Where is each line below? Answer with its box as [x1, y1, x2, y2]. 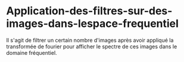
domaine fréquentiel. [6, 49, 58, 56]
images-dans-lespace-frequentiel [6, 17, 179, 30]
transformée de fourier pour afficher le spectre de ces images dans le [6, 43, 177, 50]
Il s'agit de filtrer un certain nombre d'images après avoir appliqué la [6, 36, 174, 44]
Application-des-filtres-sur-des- [6, 4, 173, 18]
